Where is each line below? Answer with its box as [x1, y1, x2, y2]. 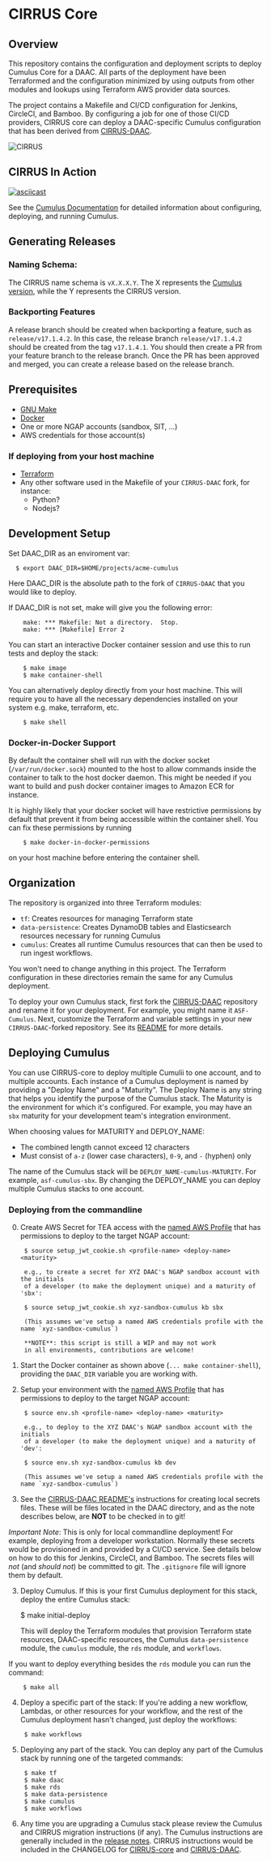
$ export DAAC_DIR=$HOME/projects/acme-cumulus [15, 564, 180, 572]
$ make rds [23, 1782, 61, 1791]
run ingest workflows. [19, 948, 93, 957]
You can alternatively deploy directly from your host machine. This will [8, 685, 243, 694]
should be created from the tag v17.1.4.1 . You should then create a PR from [8, 342, 263, 351]
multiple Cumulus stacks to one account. [8, 1184, 145, 1193]
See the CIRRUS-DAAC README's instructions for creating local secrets [19, 1494, 260, 1503]
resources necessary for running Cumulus [19, 931, 161, 940]
